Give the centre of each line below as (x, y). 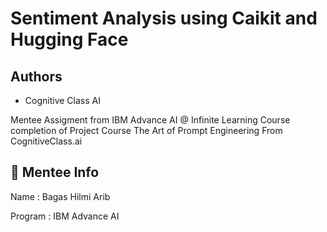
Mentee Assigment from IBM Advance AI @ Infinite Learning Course (150, 120)
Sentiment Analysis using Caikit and (164, 18)
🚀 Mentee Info (55, 172)
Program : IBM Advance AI (65, 216)
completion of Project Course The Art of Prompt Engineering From (146, 130)
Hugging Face (69, 39)
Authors (36, 76)
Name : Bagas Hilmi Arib (60, 196)
